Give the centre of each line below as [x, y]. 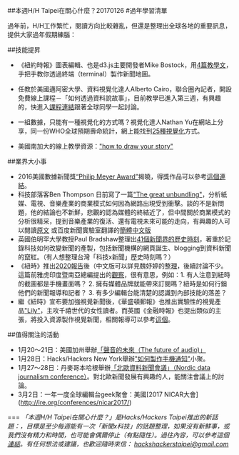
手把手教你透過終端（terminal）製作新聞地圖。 [86, 74]
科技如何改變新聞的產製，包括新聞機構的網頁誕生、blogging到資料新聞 [128, 248]
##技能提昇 [24, 50]
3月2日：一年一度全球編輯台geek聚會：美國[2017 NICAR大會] [108, 394]
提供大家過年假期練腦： [42, 35]
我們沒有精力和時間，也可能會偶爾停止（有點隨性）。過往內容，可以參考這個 [118, 435]
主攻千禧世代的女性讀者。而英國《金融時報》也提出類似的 [131, 310]
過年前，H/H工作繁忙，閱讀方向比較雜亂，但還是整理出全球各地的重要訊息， [119, 26]
